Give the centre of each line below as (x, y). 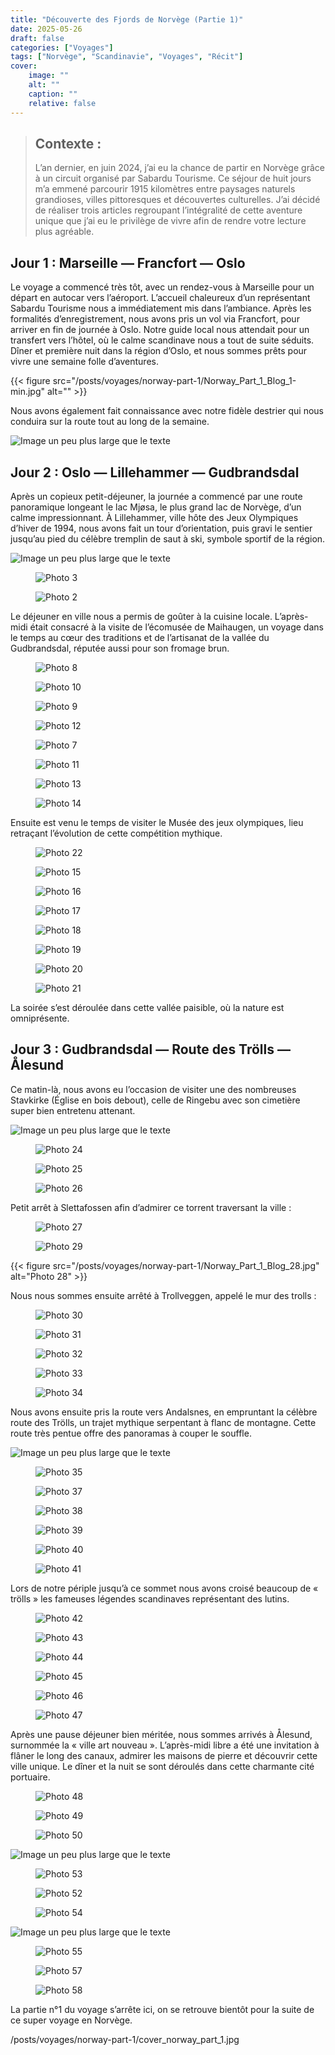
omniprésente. (40, 1018)
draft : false (37, 38)
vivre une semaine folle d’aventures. (84, 362)
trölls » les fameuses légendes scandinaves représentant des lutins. (150, 1598)
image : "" (49, 76)
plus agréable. (64, 232)
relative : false (62, 103)
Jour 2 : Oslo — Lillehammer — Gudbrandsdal (155, 472)
